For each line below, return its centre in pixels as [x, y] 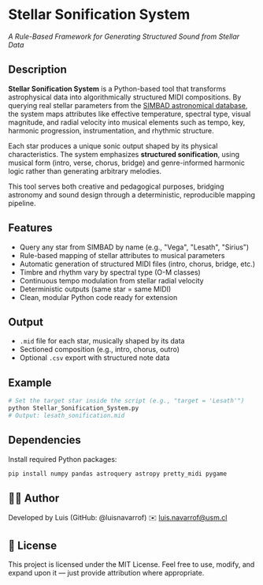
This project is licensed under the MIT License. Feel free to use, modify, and [131, 564]
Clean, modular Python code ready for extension [98, 297]
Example [30, 382]
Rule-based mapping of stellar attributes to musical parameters [122, 255]
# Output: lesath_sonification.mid [67, 415]
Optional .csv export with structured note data [94, 358]
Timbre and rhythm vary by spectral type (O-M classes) [110, 272]
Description [37, 70]
